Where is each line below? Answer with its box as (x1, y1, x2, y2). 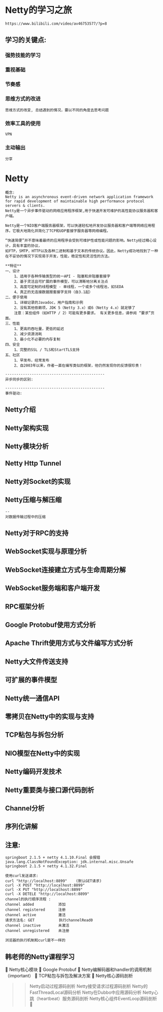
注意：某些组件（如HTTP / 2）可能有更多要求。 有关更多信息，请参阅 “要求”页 (14, 310, 155, 315)
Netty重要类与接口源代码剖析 (5, 786, 94, 794)
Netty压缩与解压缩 (5, 496, 62, 504)
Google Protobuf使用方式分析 (5, 621, 96, 629)
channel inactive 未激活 (5, 923, 70, 928)
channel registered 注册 (5, 907, 66, 912)
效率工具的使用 (5, 120, 41, 127)
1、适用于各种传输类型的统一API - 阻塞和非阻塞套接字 (14, 274, 111, 279)
